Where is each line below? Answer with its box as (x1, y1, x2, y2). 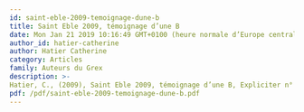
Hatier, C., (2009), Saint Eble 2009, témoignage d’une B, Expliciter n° (9, 80, 294, 89)
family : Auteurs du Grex (9, 64, 103, 73)
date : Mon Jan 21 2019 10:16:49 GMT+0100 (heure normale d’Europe (9, 30, 265, 39)
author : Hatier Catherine (9, 47, 107, 56)
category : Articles (9, 55, 83, 64)
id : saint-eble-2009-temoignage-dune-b (9, 13, 160, 23)
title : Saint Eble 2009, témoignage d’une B (9, 22, 180, 31)
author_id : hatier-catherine (9, 38, 119, 48)
